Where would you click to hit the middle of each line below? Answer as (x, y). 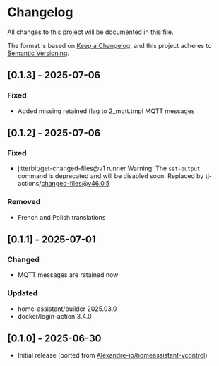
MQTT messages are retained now (68, 275)
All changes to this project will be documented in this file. (90, 32)
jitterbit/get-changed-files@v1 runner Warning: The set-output (109, 169)
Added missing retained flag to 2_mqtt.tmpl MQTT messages (106, 111)
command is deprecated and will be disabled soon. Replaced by (111, 176)
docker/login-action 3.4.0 (54, 316)
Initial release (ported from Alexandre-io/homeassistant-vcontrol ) (112, 355)
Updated (22, 293)
